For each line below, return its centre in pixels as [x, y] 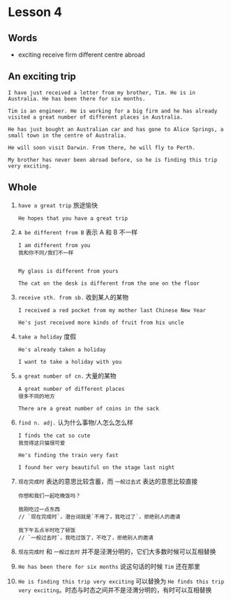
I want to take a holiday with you [70, 362]
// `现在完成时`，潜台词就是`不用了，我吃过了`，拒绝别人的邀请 [99, 517]
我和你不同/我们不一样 [46, 253]
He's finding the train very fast [68, 455]
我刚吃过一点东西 [39, 509]
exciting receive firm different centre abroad [81, 54]
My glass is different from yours [68, 271]
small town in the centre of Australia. [68, 135]
